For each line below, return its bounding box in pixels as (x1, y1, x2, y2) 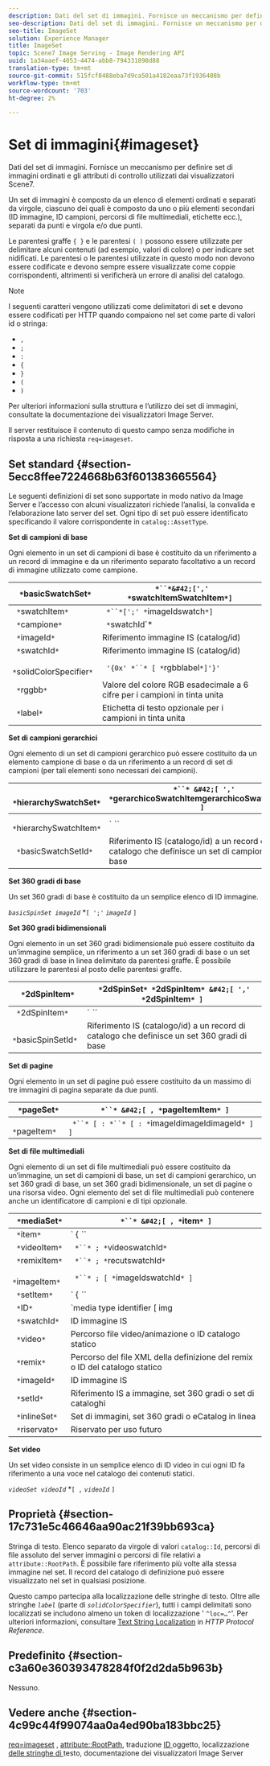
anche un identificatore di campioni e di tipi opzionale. (8, 1196, 187, 1205)
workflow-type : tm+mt (8, 79, 81, 87)
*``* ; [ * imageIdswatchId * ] (75, 1272, 193, 1283)
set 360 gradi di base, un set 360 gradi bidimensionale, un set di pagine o (8, 1179, 253, 1188)
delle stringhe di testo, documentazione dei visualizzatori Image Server (8, 1748, 243, 1758)
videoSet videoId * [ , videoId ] (8, 1484, 116, 1493)
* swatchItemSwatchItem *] (127, 592, 233, 603)
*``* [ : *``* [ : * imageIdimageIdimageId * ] (72, 1118, 254, 1129)
